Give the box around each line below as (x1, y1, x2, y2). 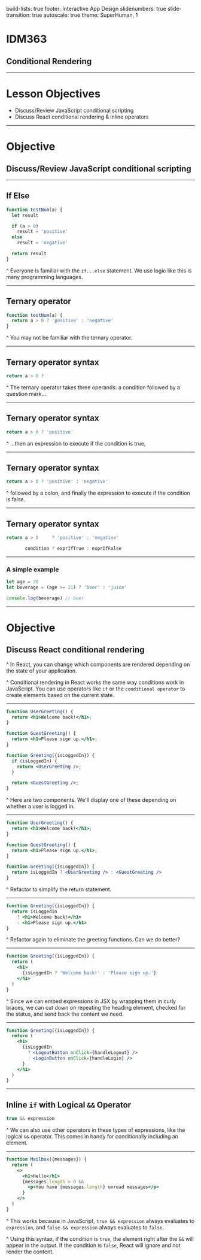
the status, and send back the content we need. (6, 1010, 124, 1017)
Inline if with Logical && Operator (6, 1100, 132, 1110)
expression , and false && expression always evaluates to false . (6, 1223, 165, 1231)
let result (11, 212, 39, 218)
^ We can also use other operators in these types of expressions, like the (6, 1126, 185, 1134)
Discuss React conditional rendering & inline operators (14, 113, 149, 120)
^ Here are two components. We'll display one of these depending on (6, 796, 176, 804)
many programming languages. (6, 273, 83, 280)
